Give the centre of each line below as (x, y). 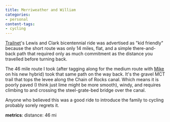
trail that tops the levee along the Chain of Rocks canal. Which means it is (82, 80)
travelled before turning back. (36, 59)
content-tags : (20, 24)
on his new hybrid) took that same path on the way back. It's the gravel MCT (85, 74)
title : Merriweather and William (41, 10)
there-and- (144, 48)
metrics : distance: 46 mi (31, 115)
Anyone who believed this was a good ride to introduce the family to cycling (84, 100)
